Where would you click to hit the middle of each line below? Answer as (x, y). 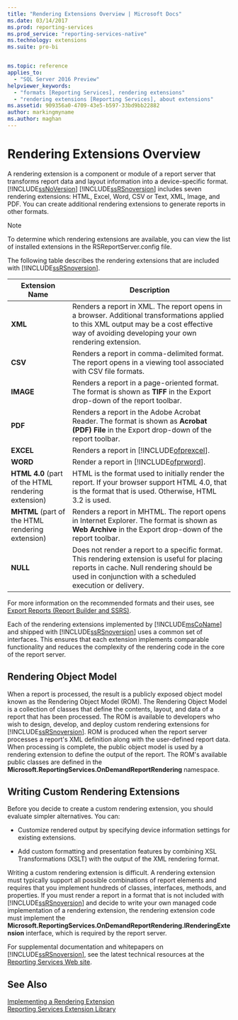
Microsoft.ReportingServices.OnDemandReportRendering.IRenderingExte (119, 925)
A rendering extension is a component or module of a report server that (112, 173)
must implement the (36, 918)
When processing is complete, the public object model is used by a (105, 746)
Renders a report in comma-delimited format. (148, 353)
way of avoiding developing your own (134, 333)
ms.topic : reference (38, 66)
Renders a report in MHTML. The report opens (149, 511)
